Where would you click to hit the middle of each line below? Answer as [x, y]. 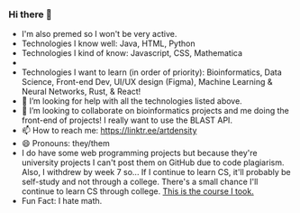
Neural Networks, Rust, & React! [81, 92]
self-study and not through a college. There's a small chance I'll [140, 182]
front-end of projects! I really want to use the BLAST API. [127, 120]
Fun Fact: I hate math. [62, 201]
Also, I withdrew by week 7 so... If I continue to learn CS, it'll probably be [156, 172]
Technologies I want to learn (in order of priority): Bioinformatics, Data [152, 72]
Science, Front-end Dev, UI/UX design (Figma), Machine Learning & [147, 82]
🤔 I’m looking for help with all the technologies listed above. [132, 101]
